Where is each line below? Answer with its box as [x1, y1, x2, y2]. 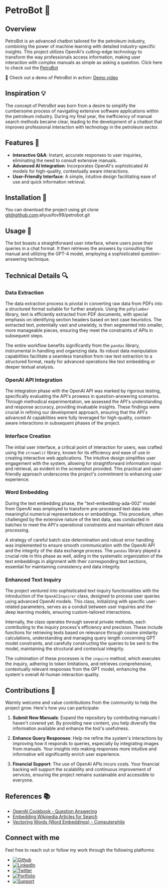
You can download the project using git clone [5, 207, 99, 213]
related [5, 604, 20, 610]
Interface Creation [5, 433, 51, 440]
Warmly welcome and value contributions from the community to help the [5, 699, 157, 705]
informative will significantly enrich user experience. [12, 751, 121, 757]
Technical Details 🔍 [5, 271, 69, 280]
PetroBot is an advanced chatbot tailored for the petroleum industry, [5, 38, 146, 44]
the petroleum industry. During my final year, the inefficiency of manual [5, 113, 152, 119]
